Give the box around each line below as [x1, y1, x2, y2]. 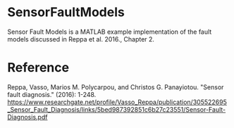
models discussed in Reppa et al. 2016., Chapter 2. [7, 34, 155, 43]
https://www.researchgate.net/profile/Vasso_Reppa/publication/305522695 [7, 98, 227, 106]
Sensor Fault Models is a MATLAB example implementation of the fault [7, 27, 212, 36]
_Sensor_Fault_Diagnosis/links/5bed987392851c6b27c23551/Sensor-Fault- [7, 105, 226, 113]
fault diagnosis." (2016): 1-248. [7, 90, 97, 98]
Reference [7, 60, 69, 76]
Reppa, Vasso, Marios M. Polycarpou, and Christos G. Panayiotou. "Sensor [7, 82, 224, 91]
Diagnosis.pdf [7, 113, 48, 121]
